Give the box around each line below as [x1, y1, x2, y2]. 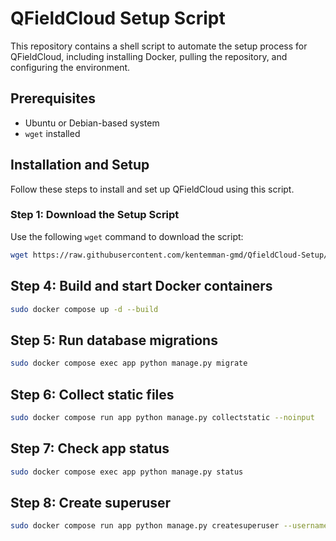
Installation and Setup [10, 157, 150, 174]
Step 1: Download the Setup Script [10, 208, 180, 222]
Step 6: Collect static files [10, 386, 175, 403]
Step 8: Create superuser [10, 494, 172, 511]
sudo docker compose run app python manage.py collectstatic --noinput [10, 412, 315, 422]
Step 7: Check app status [10, 440, 170, 457]
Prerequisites [10, 90, 96, 107]
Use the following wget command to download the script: [10, 230, 244, 242]
